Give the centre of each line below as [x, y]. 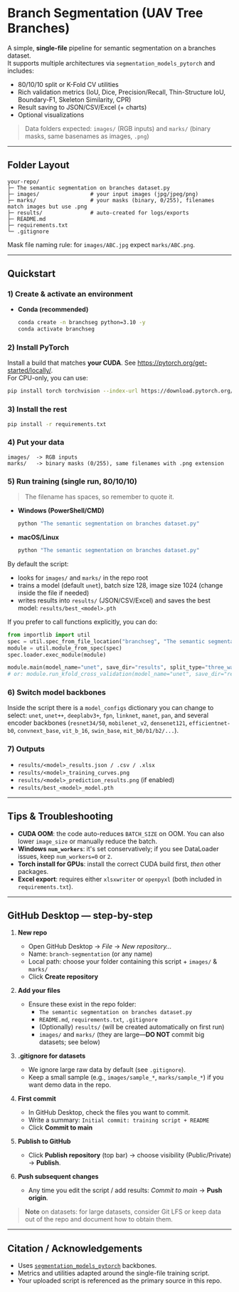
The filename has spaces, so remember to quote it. [99, 497]
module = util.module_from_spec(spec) [65, 648]
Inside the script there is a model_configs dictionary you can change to [111, 708]
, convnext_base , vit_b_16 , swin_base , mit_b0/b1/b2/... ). [96, 731]
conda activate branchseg [56, 329]
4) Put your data [36, 442]
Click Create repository [63, 976]
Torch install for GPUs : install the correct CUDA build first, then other [119, 864]
